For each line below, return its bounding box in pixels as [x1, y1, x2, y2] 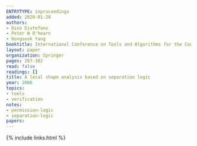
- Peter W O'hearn [6, 31, 51, 36]
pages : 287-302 [6, 58, 43, 64]
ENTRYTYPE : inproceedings [6, 8, 69, 15]
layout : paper [6, 47, 41, 53]
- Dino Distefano [6, 25, 49, 31]
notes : [6, 101, 22, 108]
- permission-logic [6, 107, 54, 113]
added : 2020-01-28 [6, 14, 51, 20]
